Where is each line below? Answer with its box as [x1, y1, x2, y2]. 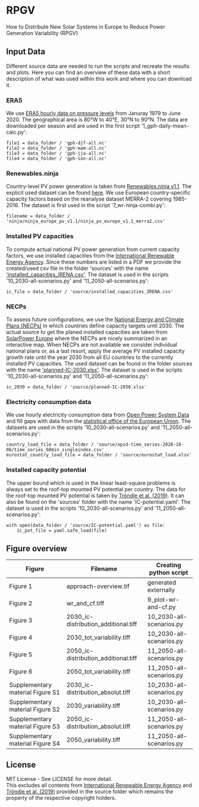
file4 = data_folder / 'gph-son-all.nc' [6, 155, 108, 162]
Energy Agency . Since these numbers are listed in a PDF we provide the [6, 258, 182, 265]
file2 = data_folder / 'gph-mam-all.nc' [6, 145, 108, 151]
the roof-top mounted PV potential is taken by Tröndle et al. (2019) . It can [6, 492, 185, 499]
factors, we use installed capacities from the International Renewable [6, 252, 175, 259]
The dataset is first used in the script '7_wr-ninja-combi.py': [20, 202, 166, 209]
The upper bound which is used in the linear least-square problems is [6, 479, 176, 487]
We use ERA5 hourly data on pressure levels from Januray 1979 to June [6, 110, 181, 117]
